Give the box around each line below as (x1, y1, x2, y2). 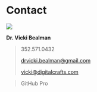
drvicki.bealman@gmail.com (20, 57, 91, 64)
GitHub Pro (20, 80, 48, 87)
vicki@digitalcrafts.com (20, 68, 79, 75)
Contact (6, 4, 47, 17)
